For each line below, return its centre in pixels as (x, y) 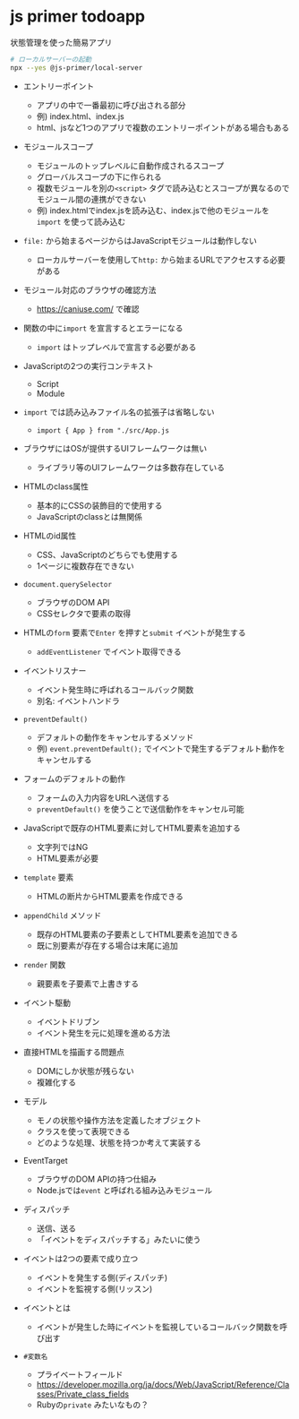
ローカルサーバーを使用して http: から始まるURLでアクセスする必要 (161, 259)
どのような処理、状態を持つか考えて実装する (119, 1142)
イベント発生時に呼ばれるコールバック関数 (115, 689)
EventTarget (45, 1160)
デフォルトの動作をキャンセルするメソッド (115, 737)
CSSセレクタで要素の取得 (84, 613)
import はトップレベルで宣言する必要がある (116, 347)
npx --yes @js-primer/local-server (77, 68)
